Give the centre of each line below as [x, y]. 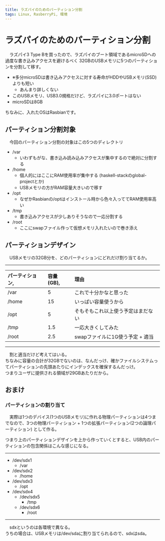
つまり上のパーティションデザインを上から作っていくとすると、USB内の [78, 439]
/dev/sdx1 [22, 460]
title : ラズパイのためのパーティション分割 [44, 10]
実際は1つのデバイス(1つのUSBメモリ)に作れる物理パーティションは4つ [81, 417]
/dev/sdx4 [23, 491]
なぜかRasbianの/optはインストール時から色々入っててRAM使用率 [86, 199]
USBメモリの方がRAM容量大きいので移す [61, 188]
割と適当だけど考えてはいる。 [39, 355]
